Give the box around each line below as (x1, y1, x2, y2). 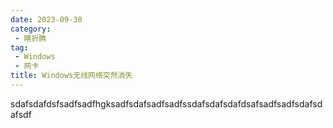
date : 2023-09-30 (10, 14, 83, 25)
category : (10, 24, 52, 34)
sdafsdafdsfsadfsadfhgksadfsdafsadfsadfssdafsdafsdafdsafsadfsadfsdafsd (10, 97, 323, 110)
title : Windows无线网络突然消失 (10, 71, 133, 81)
